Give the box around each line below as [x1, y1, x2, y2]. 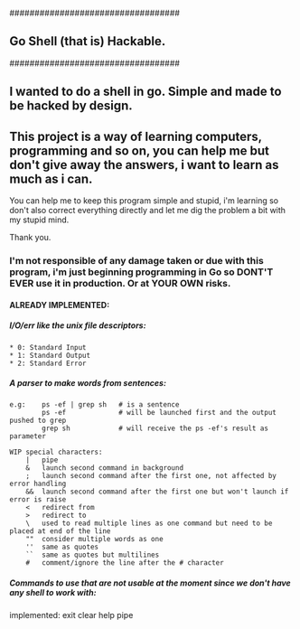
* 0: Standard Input [9, 343, 88, 352]
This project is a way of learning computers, [9, 128, 262, 144]
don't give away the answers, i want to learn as [9, 157, 279, 173]
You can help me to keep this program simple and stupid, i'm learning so [9, 195, 278, 206]
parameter [9, 432, 47, 441]
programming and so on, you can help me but [9, 143, 269, 158]
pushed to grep [9, 416, 67, 426]
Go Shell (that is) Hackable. [9, 33, 166, 49]
